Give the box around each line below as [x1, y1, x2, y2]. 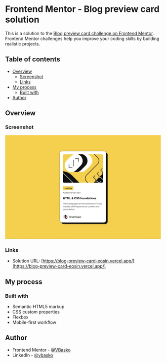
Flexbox [12, 314, 29, 320]
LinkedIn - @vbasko [12, 352, 53, 358]
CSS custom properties [12, 309, 60, 315]
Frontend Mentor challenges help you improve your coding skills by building [5, 36, 160, 42]
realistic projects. [5, 41, 41, 46]
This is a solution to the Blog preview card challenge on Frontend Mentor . [5, 30, 154, 36]
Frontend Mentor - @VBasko [12, 347, 71, 353]
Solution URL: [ [12, 258, 43, 264]
